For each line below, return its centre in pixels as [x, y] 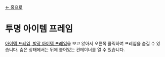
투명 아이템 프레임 [39, 29]
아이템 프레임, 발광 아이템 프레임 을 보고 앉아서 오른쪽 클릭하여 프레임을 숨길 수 [80, 43]
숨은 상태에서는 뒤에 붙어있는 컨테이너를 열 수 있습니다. [72, 49]
